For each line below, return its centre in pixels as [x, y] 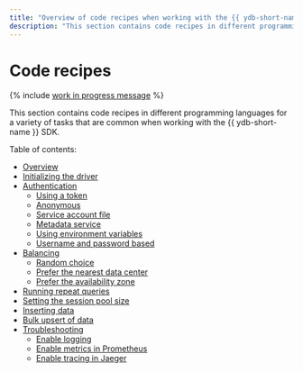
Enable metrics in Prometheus [92, 349]
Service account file [73, 215]
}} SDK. [46, 132]
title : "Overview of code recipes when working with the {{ [125, 18]
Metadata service [69, 224]
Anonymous [58, 205]
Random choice [65, 263]
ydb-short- [257, 122]
